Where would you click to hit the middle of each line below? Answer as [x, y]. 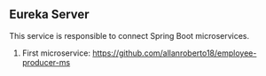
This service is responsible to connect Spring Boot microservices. [129, 35]
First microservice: [56, 53]
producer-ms [46, 62]
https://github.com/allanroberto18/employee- [175, 53]
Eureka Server [50, 15]
